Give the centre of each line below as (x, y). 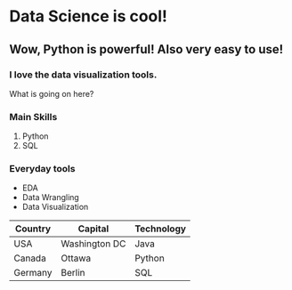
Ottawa (76, 258)
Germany (33, 273)
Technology (161, 229)
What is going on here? (52, 93)
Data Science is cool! (88, 16)
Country (33, 229)
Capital (93, 229)
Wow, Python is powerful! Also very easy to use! (146, 49)
